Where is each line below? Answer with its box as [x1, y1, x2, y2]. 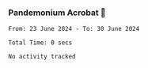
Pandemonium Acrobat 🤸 [8, 7, 107, 18]
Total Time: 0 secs [8, 39, 73, 47]
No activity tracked [8, 53, 77, 61]
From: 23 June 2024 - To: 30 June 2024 [8, 25, 140, 33]
